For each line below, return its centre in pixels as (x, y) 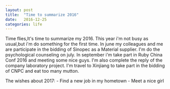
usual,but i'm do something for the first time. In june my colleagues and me (84, 44)
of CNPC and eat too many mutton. (42, 71)
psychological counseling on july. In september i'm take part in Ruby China (84, 55)
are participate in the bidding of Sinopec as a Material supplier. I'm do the (83, 49)
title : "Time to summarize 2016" (42, 15)
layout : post (19, 10)
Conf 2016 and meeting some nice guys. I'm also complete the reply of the (84, 60)
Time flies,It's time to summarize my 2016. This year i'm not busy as (77, 39)
